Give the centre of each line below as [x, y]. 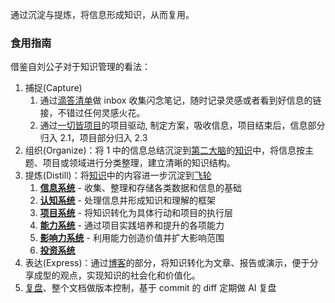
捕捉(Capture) [53, 88]
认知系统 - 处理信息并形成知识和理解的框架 [127, 200]
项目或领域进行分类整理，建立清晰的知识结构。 [139, 163]
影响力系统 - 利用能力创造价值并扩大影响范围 [132, 238]
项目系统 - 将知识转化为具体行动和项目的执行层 [136, 213]
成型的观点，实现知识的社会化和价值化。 [117, 275]
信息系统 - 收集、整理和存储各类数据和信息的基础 [140, 188]
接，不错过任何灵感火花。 [92, 113]
